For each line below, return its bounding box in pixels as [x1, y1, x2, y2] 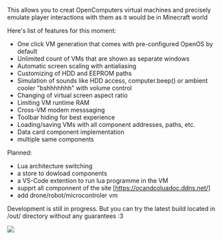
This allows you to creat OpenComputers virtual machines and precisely [7, 6, 211, 14]
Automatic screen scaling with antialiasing [16, 62, 137, 70]
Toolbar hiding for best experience [16, 113, 115, 121]
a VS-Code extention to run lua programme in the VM [16, 177, 168, 185]
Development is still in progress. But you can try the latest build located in [7, 205, 215, 212]
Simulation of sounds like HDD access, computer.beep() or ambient [16, 77, 208, 85]
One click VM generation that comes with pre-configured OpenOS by [16, 40, 213, 48]
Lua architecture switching [16, 162, 93, 170]
